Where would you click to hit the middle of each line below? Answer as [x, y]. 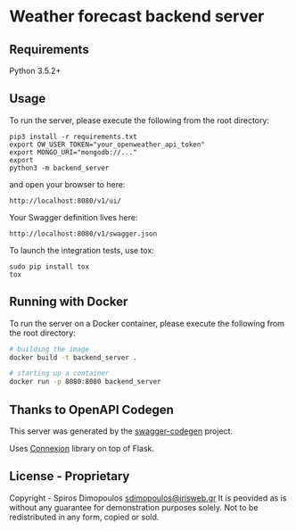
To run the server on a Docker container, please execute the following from [147, 323]
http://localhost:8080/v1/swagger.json [83, 234]
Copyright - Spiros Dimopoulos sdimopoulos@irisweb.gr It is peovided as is [148, 498]
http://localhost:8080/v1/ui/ [66, 201]
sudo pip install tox [49, 266]
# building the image [49, 349]
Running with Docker [69, 302]
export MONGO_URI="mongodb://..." [74, 152]
